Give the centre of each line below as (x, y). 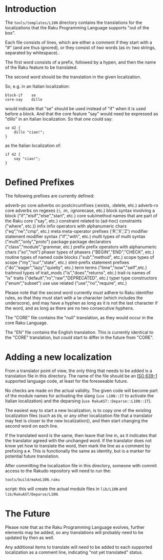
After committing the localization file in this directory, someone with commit (81, 465)
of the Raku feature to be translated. (41, 67)
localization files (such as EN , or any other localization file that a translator (79, 415)
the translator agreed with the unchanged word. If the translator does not (79, 440)
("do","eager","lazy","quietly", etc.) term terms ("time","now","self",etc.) (76, 268)
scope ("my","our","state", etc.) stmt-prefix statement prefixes (67, 262)
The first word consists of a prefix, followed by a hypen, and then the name (81, 62)
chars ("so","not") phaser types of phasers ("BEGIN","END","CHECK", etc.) (80, 252)
